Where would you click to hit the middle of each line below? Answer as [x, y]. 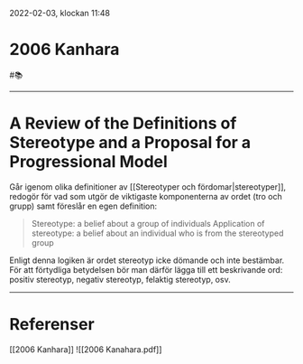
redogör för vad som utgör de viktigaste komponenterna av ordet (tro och [146, 196]
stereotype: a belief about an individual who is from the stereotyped [157, 233]
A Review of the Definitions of [123, 123]
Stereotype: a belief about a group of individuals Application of [148, 223]
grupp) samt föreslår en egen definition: [83, 206]
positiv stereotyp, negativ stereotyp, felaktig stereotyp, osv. [120, 279]
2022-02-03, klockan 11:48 [60, 13]
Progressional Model [89, 162]
